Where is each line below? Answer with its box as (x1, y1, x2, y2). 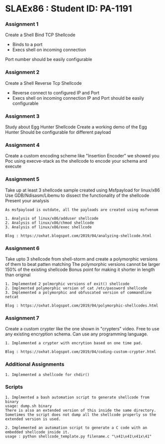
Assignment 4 (5, 142, 40, 148)
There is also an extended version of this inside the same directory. (5, 408, 156, 413)
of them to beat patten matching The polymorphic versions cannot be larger (5, 261, 161, 267)
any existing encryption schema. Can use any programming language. (5, 331, 148, 337)
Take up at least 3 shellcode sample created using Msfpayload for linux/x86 (5, 187, 160, 193)
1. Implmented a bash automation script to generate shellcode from (5, 395, 150, 400)
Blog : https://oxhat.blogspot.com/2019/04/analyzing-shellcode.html (5, 233, 152, 238)
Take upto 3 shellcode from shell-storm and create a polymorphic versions (5, 256, 158, 262)
